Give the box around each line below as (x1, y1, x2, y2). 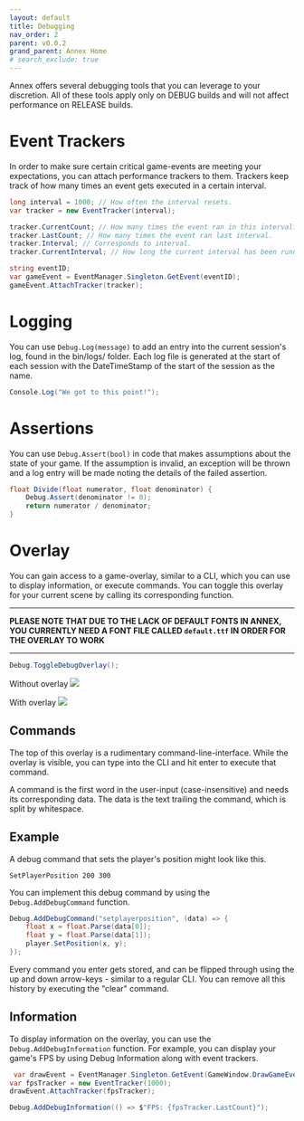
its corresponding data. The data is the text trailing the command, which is (9, 793, 287, 804)
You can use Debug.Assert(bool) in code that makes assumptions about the (9, 448, 291, 459)
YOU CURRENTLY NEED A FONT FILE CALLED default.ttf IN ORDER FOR (9, 625, 287, 636)
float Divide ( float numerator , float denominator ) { (9, 485, 213, 494)
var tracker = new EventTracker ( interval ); (9, 205, 176, 215)
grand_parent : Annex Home (9, 47, 107, 56)
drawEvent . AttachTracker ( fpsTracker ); (9, 1087, 156, 1096)
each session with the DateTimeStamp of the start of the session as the (9, 360, 276, 371)
